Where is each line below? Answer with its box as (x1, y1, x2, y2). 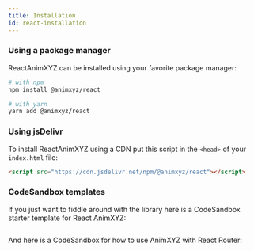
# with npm (8, 78, 44, 86)
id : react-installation (8, 19, 87, 27)
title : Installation (8, 11, 77, 20)
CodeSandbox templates (8, 187, 105, 198)
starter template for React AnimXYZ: (8, 213, 127, 222)
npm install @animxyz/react (8, 86, 101, 93)
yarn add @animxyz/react (8, 108, 90, 116)
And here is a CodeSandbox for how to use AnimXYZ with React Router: (8, 235, 243, 245)
